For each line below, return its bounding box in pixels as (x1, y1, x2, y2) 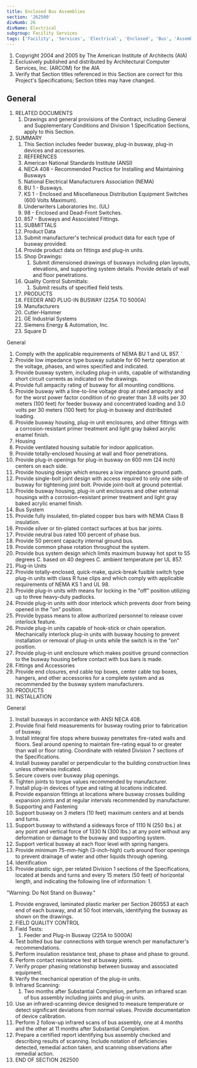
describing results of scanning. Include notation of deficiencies (15, 1038, 168, 1045)
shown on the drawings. (15, 913, 74, 920)
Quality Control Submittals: (23, 277, 89, 284)
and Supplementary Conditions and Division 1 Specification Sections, (23, 121, 191, 129)
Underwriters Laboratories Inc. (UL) (23, 203, 110, 210)
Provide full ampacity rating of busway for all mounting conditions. (15, 381, 175, 388)
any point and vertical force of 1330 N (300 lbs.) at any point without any (15, 828, 191, 835)
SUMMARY (15, 134, 43, 141)
